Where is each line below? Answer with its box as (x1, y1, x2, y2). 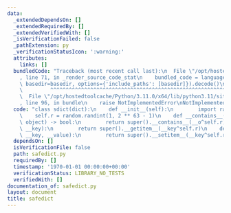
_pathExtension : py (13, 42, 69, 49)
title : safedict (7, 195, 54, 203)
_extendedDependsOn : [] (13, 16, 81, 23)
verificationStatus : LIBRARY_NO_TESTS (13, 170, 125, 177)
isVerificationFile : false (13, 144, 91, 151)
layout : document (7, 189, 57, 196)
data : (7, 10, 23, 17)
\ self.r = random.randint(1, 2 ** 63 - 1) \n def (19, 112, 184, 119)
